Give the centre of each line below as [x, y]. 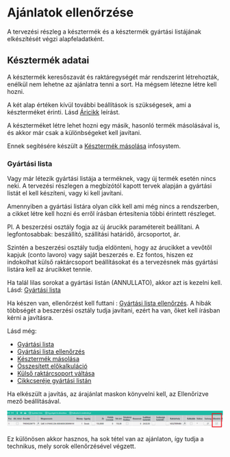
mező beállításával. [34, 402]
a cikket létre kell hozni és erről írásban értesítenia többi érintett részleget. [112, 214]
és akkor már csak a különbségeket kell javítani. [74, 132]
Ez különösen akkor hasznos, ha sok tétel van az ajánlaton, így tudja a [105, 439]
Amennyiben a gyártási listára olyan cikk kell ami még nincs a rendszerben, [113, 206]
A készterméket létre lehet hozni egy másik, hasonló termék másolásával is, [114, 125]
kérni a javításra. [30, 318]
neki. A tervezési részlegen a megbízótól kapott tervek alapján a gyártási [110, 186]
